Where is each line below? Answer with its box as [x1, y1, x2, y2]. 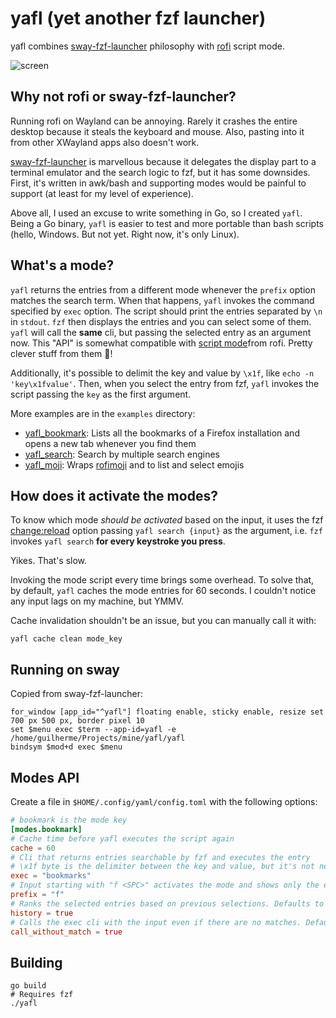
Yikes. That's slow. [10, 555, 88, 567]
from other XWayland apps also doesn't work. [10, 136, 200, 148]
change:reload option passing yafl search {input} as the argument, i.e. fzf [10, 525, 323, 537]
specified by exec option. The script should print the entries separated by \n [10, 305, 323, 317]
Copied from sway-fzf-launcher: [10, 688, 144, 700]
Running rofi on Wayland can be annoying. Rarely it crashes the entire [10, 115, 298, 127]
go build [10, 981, 47, 991]
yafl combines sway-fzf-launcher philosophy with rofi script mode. [10, 40, 285, 52]
